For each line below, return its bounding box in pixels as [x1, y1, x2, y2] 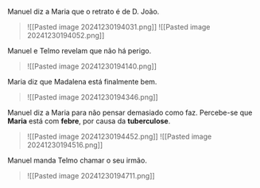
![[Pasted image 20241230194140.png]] [26, 61, 157, 71]
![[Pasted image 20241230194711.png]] [26, 171, 156, 180]
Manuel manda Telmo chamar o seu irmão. [7, 155, 148, 165]
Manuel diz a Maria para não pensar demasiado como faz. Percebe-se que [7, 108, 253, 117]
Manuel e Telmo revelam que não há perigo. [7, 46, 152, 55]
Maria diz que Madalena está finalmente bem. [7, 77, 157, 86]
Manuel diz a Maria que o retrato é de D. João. [7, 7, 160, 16]
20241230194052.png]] [26, 31, 105, 40]
